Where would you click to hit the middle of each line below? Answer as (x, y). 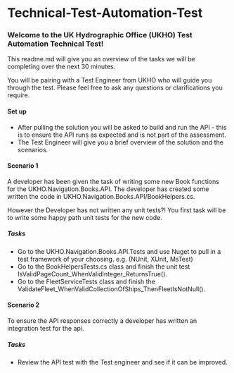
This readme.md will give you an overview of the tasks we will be (101, 59)
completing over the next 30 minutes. (61, 67)
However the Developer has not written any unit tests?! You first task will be (117, 210)
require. (19, 95)
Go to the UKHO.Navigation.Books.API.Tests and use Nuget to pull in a (119, 251)
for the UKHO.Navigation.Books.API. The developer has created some (108, 189)
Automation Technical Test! (56, 44)
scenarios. (33, 149)
